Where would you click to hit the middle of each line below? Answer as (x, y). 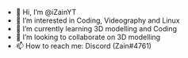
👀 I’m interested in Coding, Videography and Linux (98, 20)
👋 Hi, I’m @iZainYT (46, 12)
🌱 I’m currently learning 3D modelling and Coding (96, 29)
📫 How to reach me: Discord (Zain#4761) (84, 46)
